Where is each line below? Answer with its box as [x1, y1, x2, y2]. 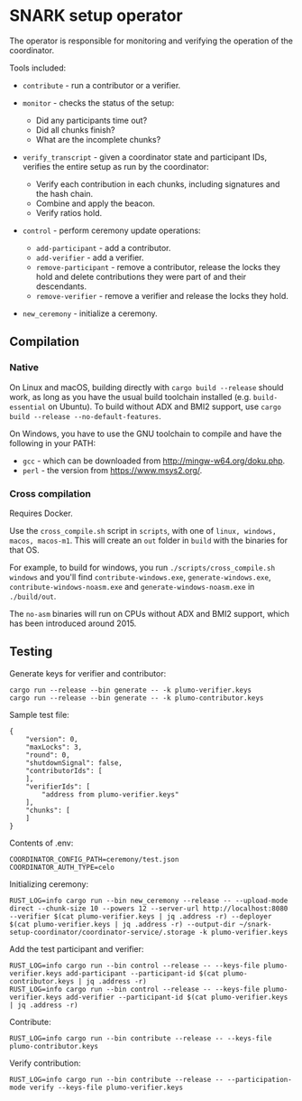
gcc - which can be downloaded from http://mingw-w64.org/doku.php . [22, 455, 286, 466]
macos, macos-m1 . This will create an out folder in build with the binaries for [9, 535, 288, 546]
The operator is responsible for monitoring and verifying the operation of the [9, 35, 293, 46]
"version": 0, [25, 734, 78, 743]
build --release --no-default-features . [9, 410, 161, 421]
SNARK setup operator [9, 5, 183, 26]
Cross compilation [9, 487, 92, 499]
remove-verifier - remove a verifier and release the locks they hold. [35, 290, 288, 301]
